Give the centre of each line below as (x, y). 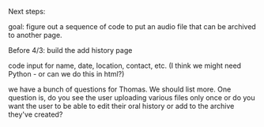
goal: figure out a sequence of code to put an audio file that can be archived (132, 26)
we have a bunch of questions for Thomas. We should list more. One (120, 89)
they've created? (36, 114)
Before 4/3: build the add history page (70, 50)
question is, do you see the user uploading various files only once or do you (132, 97)
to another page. (35, 35)
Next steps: (27, 11)
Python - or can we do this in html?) (66, 74)
